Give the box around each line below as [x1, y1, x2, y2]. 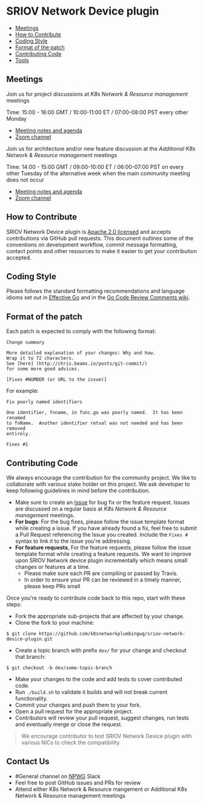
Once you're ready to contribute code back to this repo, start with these [6, 594, 186, 602]
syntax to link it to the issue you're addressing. [15, 537, 131, 545]
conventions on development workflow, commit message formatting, [6, 241, 178, 248]
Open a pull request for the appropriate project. [15, 708, 133, 715]
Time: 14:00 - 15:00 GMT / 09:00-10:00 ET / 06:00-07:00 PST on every [6, 163, 184, 171]
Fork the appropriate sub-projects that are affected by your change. [15, 613, 185, 620]
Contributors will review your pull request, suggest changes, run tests [15, 715, 189, 721]
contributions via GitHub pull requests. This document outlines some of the [6, 234, 194, 242]
